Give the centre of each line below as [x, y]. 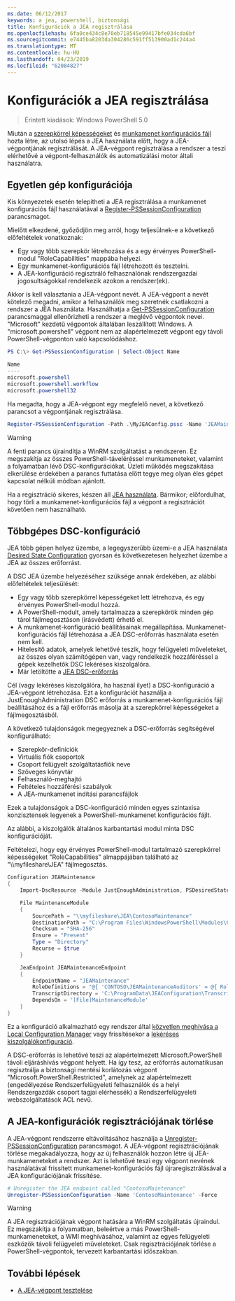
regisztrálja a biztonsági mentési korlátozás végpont [82, 1069]
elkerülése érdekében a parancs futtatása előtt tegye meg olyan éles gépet [115, 474]
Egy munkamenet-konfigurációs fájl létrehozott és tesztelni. [103, 266]
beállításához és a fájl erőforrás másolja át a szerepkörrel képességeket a [113, 708]
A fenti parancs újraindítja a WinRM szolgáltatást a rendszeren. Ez [102, 451]
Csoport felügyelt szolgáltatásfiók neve [74, 765]
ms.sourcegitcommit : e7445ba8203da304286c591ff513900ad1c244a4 [101, 40]
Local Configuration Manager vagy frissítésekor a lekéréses [93, 1034]
